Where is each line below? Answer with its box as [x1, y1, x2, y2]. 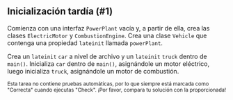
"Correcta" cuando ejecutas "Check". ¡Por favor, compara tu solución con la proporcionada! [7, 86, 227, 93]
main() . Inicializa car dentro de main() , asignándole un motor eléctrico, [7, 59, 210, 68]
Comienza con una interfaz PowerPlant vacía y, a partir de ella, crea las [7, 24, 210, 32]
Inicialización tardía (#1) [7, 6, 113, 17]
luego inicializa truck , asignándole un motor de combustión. [7, 67, 179, 75]
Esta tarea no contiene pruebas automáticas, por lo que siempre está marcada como [7, 80, 209, 87]
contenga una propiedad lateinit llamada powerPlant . [7, 38, 163, 47]
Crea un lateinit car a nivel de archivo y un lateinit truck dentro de [7, 52, 207, 60]
